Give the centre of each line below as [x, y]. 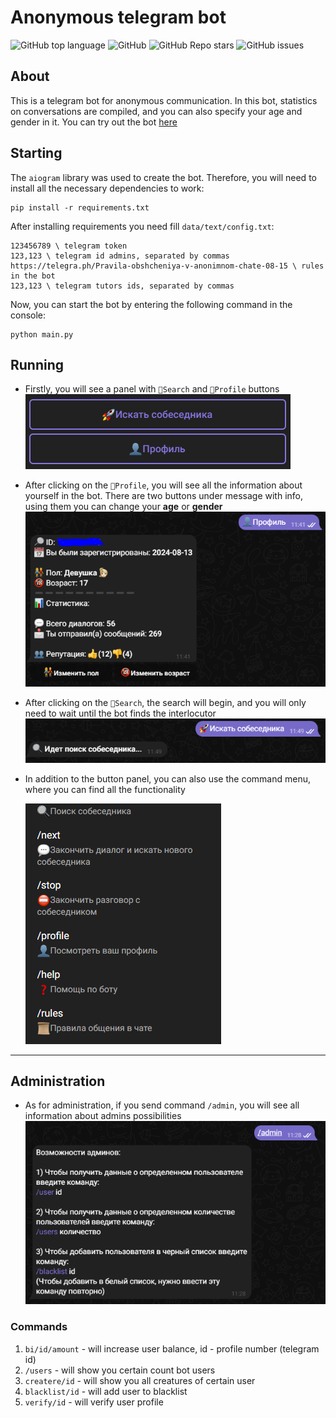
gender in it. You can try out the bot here [94, 122]
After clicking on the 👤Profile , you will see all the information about [163, 485]
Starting [36, 153]
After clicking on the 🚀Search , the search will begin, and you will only [165, 703]
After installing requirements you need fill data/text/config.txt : [142, 226]
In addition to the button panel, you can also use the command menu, [167, 778]
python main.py [42, 334]
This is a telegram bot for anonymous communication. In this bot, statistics [164, 100]
